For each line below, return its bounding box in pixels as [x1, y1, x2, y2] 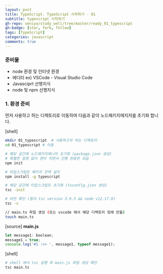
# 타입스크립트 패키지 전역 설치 [5, 169, 60, 175]
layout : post [5, 7, 32, 12]
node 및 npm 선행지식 [12, 87, 55, 93]
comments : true [5, 39, 36, 44]
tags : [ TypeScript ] [5, 30, 45, 35]
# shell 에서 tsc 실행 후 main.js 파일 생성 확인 [5, 260, 97, 266]
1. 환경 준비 [5, 100, 30, 107]
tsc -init [5, 187, 26, 192]
